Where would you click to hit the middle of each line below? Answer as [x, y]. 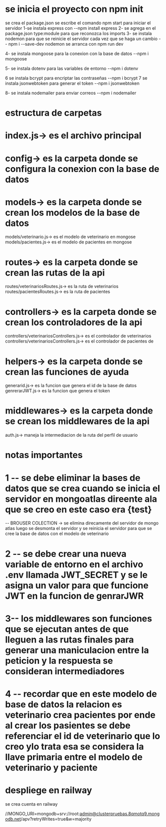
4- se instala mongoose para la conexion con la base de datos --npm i [77, 54]
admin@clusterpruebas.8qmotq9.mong [120, 814]
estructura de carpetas [54, 113]
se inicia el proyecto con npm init [74, 9]
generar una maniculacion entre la [77, 650]
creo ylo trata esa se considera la [75, 746]
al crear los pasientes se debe [68, 725]
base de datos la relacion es [64, 704]
